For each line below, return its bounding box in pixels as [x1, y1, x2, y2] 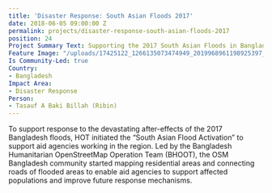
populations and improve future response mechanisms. [8, 175, 193, 186]
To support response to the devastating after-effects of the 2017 [8, 124, 223, 134]
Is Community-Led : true [8, 57, 89, 65]
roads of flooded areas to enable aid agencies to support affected [8, 167, 228, 177]
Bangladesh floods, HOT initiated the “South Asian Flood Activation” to [8, 132, 244, 142]
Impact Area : [8, 79, 53, 87]
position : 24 [8, 34, 53, 43]
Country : [8, 65, 38, 73]
